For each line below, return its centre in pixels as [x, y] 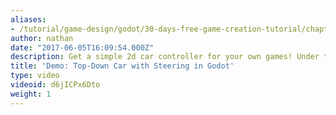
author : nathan [42, 38]
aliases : [28, 19]
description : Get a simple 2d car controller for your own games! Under [165, 57]
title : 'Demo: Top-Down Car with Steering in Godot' [122, 66]
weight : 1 [31, 94]
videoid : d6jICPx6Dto [55, 85]
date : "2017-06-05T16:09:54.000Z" [82, 47]
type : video [35, 76]
